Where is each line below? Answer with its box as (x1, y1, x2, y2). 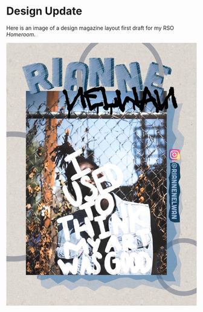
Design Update (6, 4, 83, 18)
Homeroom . (6, 30, 36, 38)
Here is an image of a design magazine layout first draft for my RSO (6, 24, 174, 32)
